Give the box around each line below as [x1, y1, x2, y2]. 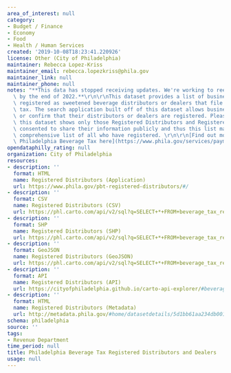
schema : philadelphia [7, 317, 69, 324]
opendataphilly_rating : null [7, 145, 91, 151]
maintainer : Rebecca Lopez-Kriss [7, 61, 103, 68]
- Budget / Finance [7, 23, 63, 30]
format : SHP [13, 221, 48, 228]
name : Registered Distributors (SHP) [13, 228, 122, 235]
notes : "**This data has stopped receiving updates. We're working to [7, 87, 214, 94]
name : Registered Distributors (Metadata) [13, 304, 137, 312]
